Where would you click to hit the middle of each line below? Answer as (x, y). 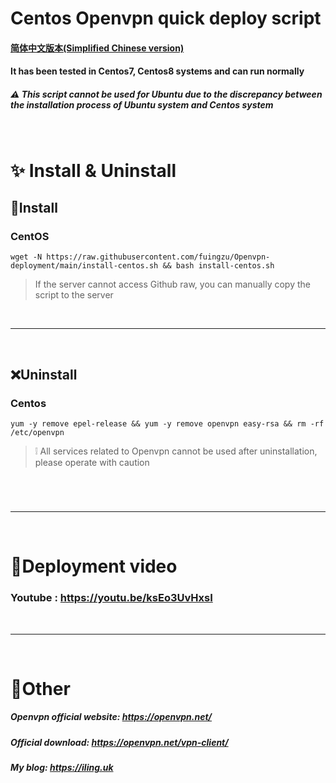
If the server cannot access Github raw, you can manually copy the (172, 284)
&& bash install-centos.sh (218, 266)
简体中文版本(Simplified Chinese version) (97, 48)
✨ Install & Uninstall (93, 170)
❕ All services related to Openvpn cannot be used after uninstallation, (176, 451)
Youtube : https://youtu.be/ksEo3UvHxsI (111, 598)
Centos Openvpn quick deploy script (166, 18)
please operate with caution (92, 462)
